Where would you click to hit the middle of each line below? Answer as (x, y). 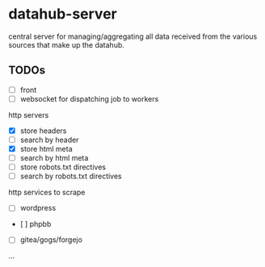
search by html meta (54, 158)
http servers (29, 115)
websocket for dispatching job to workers (89, 98)
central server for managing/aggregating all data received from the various (133, 36)
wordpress (38, 208)
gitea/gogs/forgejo (51, 240)
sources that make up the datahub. (67, 44)
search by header (49, 140)
